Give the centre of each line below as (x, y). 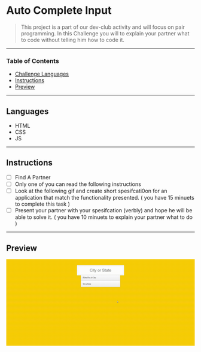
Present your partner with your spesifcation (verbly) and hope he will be (103, 210)
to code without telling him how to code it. (72, 40)
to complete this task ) (42, 204)
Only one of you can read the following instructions (78, 184)
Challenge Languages (42, 74)
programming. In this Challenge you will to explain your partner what (105, 33)
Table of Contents (33, 61)
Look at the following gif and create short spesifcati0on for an (91, 191)
